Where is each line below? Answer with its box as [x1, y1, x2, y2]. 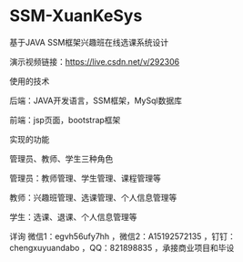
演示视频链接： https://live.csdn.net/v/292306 [9, 56, 180, 67]
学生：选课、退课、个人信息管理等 [9, 211, 137, 222]
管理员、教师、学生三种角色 [9, 152, 114, 164]
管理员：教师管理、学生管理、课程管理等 [9, 173, 161, 183]
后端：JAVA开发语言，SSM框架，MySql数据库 [9, 95, 182, 106]
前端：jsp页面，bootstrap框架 [9, 114, 121, 125]
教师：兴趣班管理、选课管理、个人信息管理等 [9, 192, 177, 203]
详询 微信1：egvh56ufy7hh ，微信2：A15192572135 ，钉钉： [9, 230, 237, 242]
